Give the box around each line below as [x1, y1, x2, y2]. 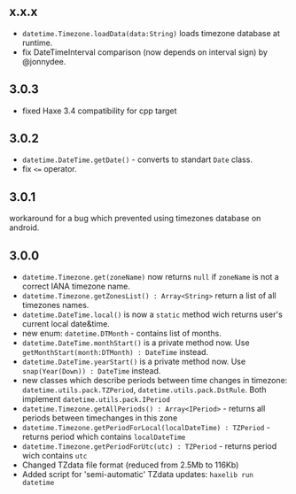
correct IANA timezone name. [21, 281, 131, 292]
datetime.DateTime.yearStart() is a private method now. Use [21, 356, 246, 367]
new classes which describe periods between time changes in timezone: [21, 375, 288, 386]
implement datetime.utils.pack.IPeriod [21, 394, 171, 405]
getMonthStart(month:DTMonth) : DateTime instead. [21, 347, 209, 358]
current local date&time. [21, 319, 111, 329]
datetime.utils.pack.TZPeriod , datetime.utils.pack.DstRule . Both [21, 384, 267, 395]
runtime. [21, 37, 53, 48]
